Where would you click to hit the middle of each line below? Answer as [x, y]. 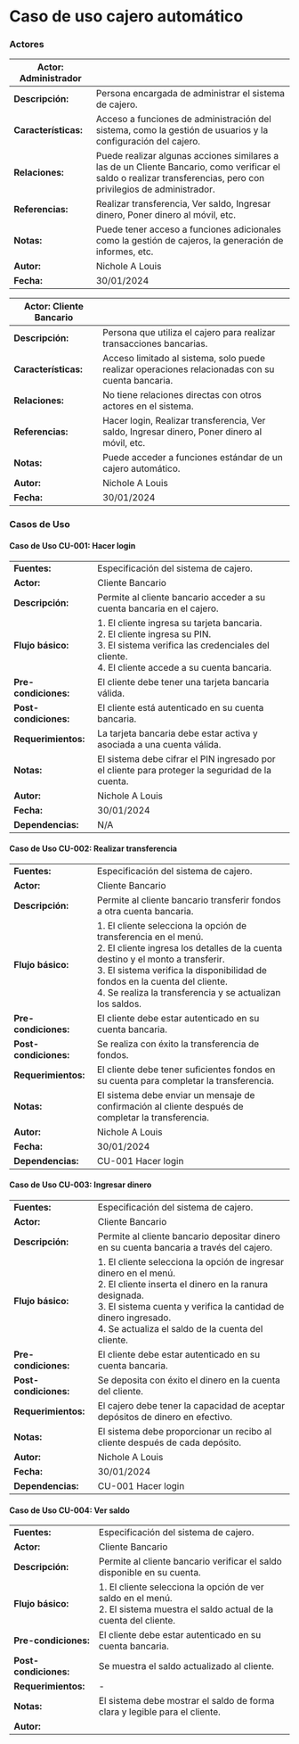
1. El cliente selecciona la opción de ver [181, 1587]
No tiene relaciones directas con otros [182, 395]
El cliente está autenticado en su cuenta [181, 707]
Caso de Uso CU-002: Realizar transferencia [93, 848]
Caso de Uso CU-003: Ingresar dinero [81, 1185]
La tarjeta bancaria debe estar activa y [178, 733]
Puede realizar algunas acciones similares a [187, 156]
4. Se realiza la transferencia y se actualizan [189, 992]
